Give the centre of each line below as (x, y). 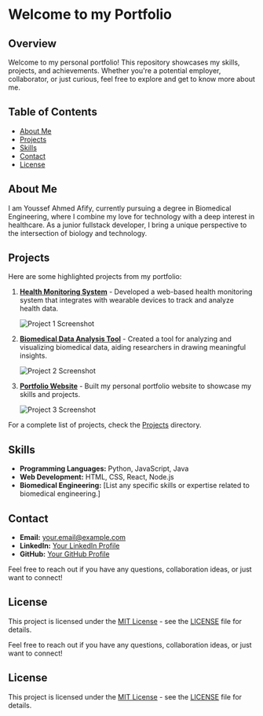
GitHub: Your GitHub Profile (64, 554)
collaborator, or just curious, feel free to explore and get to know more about (131, 79)
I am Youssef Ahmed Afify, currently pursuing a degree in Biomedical (120, 208)
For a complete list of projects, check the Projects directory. (105, 425)
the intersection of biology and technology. (78, 233)
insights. (33, 356)
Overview (33, 44)
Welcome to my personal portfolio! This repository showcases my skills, (124, 62)
